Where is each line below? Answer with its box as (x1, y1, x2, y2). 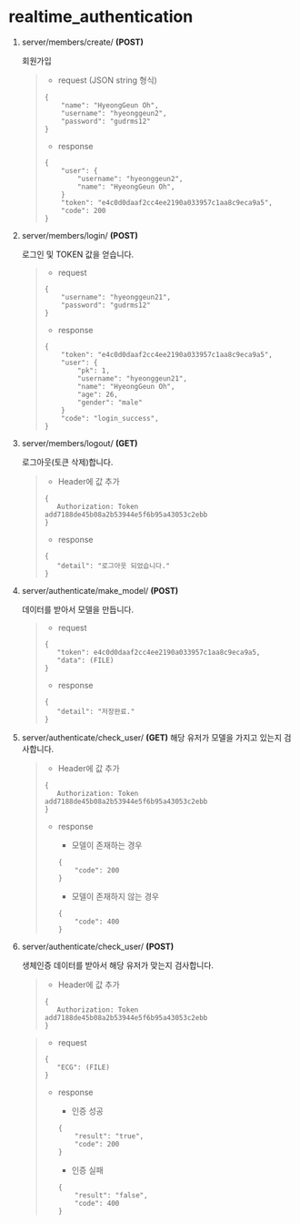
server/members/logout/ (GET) (21, 437, 138, 448)
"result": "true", (75, 1131, 145, 1140)
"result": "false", (75, 1190, 148, 1199)
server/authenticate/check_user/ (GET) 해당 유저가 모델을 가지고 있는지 (21, 731, 283, 743)
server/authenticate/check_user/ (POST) (21, 941, 175, 952)
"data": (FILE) (56, 656, 115, 665)
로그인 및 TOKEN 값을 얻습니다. (21, 249, 135, 260)
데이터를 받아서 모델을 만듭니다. (21, 604, 134, 615)
